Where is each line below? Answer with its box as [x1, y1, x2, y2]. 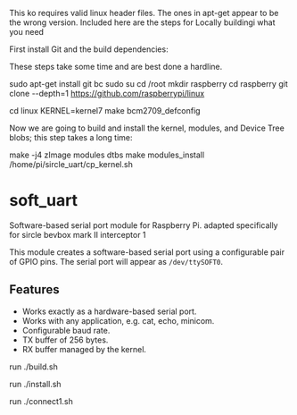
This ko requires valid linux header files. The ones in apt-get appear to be [9, 8, 279, 18]
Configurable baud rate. [21, 325, 111, 335]
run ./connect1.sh [9, 395, 73, 406]
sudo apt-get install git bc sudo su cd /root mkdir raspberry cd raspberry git [9, 79, 288, 89]
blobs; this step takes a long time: [9, 132, 133, 142]
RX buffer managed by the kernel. [21, 343, 147, 354]
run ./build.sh [9, 361, 58, 372]
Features [9, 282, 60, 298]
